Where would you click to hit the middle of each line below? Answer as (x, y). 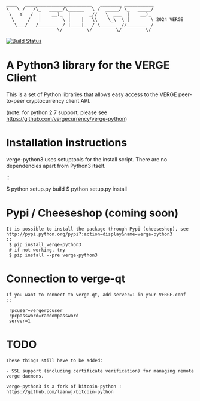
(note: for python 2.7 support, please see (57, 112)
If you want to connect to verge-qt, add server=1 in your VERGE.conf (96, 295)
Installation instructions (67, 143)
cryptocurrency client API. (58, 100)
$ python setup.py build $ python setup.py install (67, 189)
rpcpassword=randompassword (44, 316)
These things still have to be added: (54, 360)
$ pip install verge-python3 (45, 244)
